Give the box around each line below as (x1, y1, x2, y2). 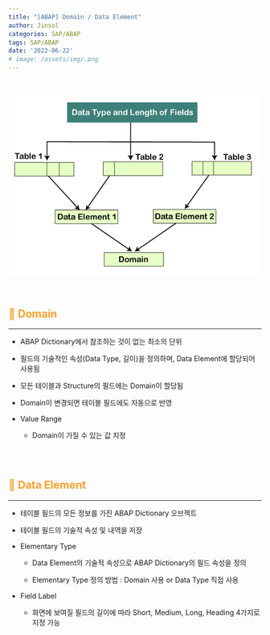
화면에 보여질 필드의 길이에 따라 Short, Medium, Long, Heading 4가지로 (31, 607, 260, 617)
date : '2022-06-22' (8, 47, 74, 55)
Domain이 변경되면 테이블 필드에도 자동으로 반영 (19, 398, 173, 407)
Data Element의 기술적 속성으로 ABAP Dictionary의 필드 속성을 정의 (31, 558, 247, 568)
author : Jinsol (8, 21, 59, 30)
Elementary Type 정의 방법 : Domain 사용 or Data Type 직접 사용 (31, 575, 239, 584)
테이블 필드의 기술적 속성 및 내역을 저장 (19, 525, 143, 535)
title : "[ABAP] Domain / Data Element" (8, 13, 142, 21)
